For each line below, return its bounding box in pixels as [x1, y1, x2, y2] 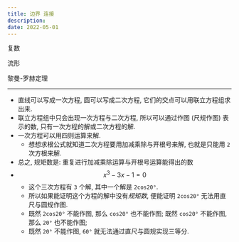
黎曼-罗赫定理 [7, 74, 48, 82]
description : [7, 17, 46, 24]
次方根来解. [28, 149, 62, 158]
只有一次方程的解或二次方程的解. [40, 122, 136, 131]
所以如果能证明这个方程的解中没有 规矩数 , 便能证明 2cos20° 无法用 [28, 192, 221, 200]
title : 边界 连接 [7, 10, 55, 18]
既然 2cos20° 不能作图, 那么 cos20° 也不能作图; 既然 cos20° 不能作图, [28, 209, 228, 218]
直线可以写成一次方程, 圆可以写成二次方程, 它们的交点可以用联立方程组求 [17, 96, 231, 104]
